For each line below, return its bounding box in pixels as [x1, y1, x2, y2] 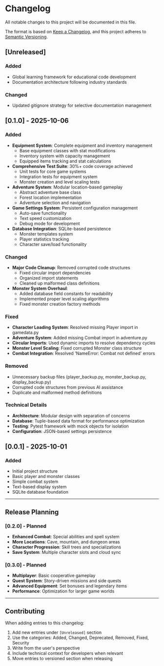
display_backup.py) [12, 379, 51, 385]
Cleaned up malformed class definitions [19, 280, 100, 286]
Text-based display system [12, 484, 67, 490]
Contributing [5, 607, 45, 615]
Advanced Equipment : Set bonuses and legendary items [12, 583, 127, 589]
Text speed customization [19, 215, 72, 221]
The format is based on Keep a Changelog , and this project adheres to [5, 28, 146, 34]
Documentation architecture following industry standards [12, 79, 127, 85]
